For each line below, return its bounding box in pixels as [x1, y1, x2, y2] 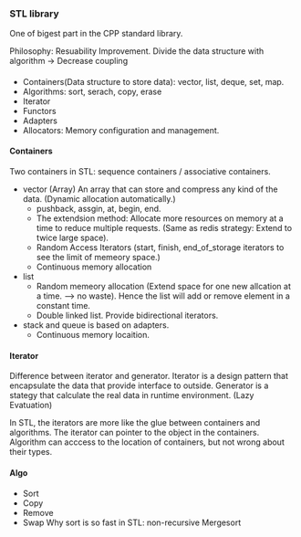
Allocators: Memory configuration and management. [22, 124, 220, 135]
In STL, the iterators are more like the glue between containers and [9, 417, 261, 428]
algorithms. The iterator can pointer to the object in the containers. [9, 427, 260, 438]
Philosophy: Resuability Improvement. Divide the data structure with [9, 46, 265, 57]
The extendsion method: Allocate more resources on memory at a [36, 213, 285, 224]
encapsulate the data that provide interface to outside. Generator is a [9, 380, 269, 391]
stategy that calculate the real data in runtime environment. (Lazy [9, 390, 254, 401]
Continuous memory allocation [36, 261, 152, 272]
